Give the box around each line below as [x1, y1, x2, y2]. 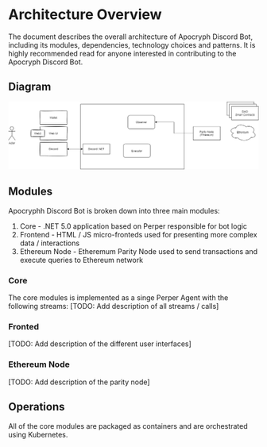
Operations [8, 400, 65, 414]
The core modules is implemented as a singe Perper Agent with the [8, 293, 229, 302]
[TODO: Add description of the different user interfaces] [8, 339, 192, 349]
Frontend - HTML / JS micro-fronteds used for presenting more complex [19, 229, 257, 239]
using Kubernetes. [8, 430, 68, 439]
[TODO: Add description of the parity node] [8, 377, 150, 387]
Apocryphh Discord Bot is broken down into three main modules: [8, 206, 220, 215]
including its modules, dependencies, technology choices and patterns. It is [8, 40, 256, 49]
